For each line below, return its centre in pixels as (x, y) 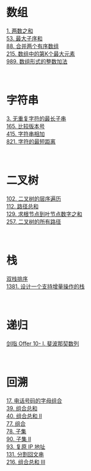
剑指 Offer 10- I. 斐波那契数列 (43, 343)
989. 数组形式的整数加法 (37, 61)
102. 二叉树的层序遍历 (34, 198)
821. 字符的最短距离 (31, 141)
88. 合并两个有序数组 (33, 46)
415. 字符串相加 (26, 134)
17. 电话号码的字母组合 (34, 400)
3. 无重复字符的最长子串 (36, 118)
